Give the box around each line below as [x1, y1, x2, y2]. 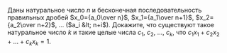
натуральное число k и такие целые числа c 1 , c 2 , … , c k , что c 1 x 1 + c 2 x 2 [7, 28, 220, 38]
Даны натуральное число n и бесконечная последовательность [7, 6, 202, 14]
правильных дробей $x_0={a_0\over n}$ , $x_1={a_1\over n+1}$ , [7, 13, 194, 22]
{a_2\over [7, 21, 35, 29]
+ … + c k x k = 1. [7, 37, 51, 47]
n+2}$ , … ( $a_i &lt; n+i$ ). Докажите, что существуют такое [36, 21, 215, 29]
